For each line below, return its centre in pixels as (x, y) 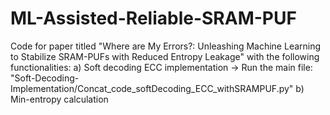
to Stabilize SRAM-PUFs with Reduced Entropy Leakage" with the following (165, 56)
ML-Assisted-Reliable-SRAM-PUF (153, 18)
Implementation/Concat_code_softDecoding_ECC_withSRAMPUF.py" (152, 88)
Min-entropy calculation (59, 99)
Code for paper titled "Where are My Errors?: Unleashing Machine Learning (166, 46)
